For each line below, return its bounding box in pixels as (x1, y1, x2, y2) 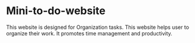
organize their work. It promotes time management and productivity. (6, 29, 173, 37)
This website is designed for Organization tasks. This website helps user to (6, 24, 190, 31)
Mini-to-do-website (6, 4, 106, 18)
